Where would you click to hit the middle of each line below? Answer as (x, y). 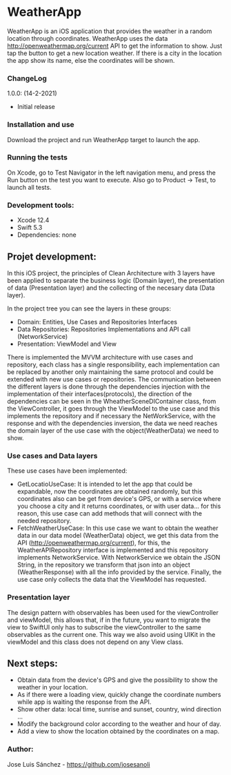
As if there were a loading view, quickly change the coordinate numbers (119, 695)
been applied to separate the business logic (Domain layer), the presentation (116, 280)
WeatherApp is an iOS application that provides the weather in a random (110, 31)
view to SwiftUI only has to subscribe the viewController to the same (104, 627)
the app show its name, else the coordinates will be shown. (91, 60)
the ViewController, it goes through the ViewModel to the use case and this (114, 409)
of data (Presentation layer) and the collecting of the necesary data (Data (111, 288)
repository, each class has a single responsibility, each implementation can (113, 364)
